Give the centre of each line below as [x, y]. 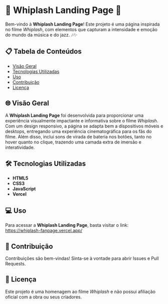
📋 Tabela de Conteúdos [43, 51]
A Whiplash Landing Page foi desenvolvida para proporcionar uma [74, 115]
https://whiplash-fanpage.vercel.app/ [44, 231]
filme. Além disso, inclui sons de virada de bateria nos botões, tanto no [78, 136]
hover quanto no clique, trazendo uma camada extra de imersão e [73, 142]
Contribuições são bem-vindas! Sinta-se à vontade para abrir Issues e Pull [82, 258]
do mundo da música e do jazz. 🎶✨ [41, 35]
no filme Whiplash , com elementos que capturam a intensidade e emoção [81, 29]
